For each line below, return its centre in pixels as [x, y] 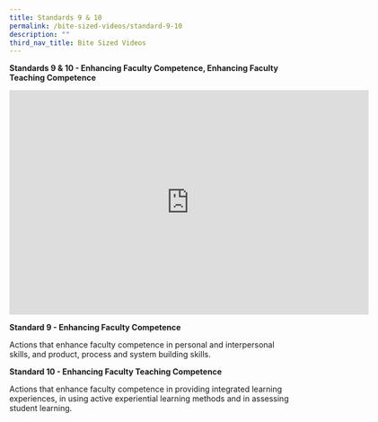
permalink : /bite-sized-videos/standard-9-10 [96, 26]
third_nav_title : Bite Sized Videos [78, 43]
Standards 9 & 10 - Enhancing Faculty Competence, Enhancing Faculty [144, 68]
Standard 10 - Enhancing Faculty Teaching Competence [116, 372]
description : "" [40, 34]
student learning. [41, 409]
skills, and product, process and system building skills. [110, 355]
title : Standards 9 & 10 [56, 18]
